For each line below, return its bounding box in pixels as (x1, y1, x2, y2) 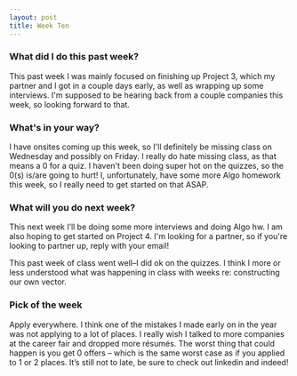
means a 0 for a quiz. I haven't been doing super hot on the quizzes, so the (9, 161, 285, 172)
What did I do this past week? (9, 51, 140, 63)
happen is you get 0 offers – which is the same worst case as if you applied (9, 348, 285, 358)
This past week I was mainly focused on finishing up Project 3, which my (9, 70, 276, 81)
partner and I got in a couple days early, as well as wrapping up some (9, 80, 264, 91)
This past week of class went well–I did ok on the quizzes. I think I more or (9, 258, 282, 268)
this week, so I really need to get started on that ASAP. (9, 180, 209, 190)
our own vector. (9, 276, 67, 287)
